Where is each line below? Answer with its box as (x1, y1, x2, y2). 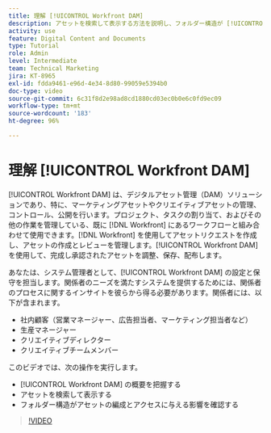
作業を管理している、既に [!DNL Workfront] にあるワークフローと (22, 220, 240, 229)
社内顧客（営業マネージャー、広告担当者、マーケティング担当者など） (19, 314, 252, 324)
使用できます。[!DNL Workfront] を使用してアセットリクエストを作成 (29, 229, 257, 239)
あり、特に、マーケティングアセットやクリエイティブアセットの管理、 (29, 200, 261, 209)
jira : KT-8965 (8, 72, 56, 80)
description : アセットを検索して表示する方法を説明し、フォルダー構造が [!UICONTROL (8, 19, 267, 27)
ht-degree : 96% (8, 117, 60, 125)
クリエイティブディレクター (19, 334, 111, 344)
